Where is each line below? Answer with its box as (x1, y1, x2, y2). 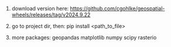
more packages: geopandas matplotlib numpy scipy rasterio (11, 34, 157, 41)
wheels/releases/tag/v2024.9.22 (11, 11, 91, 18)
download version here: (11, 5, 69, 12)
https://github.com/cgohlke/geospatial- (70, 5, 165, 12)
